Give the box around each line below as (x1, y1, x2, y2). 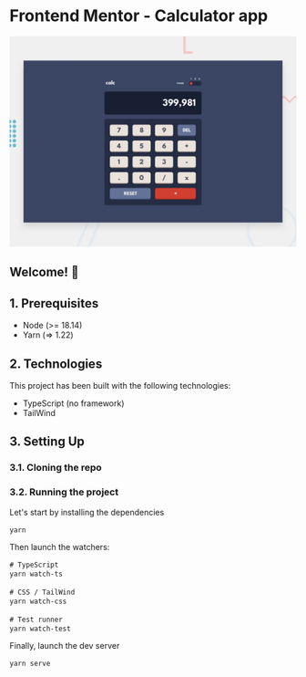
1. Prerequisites (9, 296, 99, 311)
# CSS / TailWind (9, 588, 76, 597)
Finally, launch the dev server (9, 640, 120, 651)
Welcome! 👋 (9, 265, 79, 280)
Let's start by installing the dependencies (9, 506, 165, 517)
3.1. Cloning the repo (9, 462, 102, 474)
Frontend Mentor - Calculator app (9, 5, 269, 26)
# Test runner (9, 615, 64, 624)
